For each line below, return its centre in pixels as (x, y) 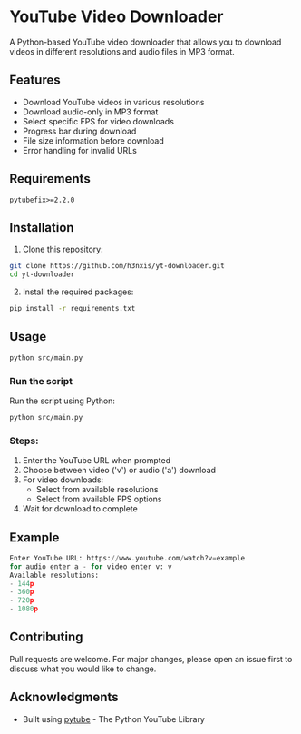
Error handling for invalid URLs (80, 150)
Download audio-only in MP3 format (90, 112)
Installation (42, 228)
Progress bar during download (79, 131)
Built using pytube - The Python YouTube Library (114, 719)
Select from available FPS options (99, 499)
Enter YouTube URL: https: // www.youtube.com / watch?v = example (127, 558)
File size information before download (93, 140)
